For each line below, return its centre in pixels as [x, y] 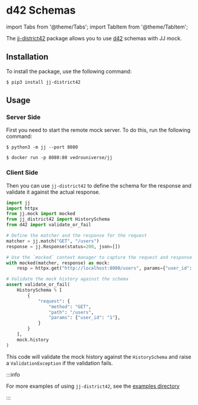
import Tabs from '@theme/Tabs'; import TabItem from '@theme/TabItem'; [97, 27]
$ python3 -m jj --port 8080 [42, 147]
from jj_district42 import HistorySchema [58, 219]
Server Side [23, 118]
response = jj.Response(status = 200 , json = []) [63, 246]
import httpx [22, 208]
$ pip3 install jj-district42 [44, 82]
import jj [18, 202]
